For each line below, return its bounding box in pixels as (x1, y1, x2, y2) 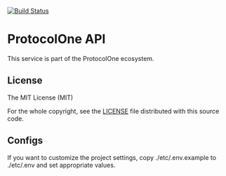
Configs (7, 135, 44, 147)
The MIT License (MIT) (7, 93, 74, 102)
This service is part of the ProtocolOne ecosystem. (7, 54, 154, 62)
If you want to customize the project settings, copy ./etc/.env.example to (7, 153, 216, 161)
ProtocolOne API (7, 32, 106, 47)
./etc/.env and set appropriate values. (7, 161, 116, 169)
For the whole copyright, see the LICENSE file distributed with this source (7, 107, 220, 115)
